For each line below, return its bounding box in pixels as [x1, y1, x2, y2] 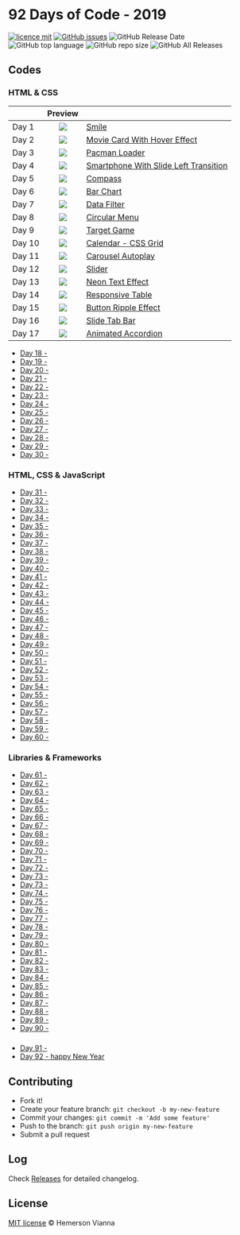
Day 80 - [19, 939, 49, 949]
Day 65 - [19, 804, 49, 814]
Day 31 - [19, 487, 48, 497]
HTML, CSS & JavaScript [8, 469, 106, 480]
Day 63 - [19, 787, 49, 796]
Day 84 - [19, 973, 49, 982]
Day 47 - [19, 622, 49, 632]
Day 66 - [19, 812, 49, 822]
